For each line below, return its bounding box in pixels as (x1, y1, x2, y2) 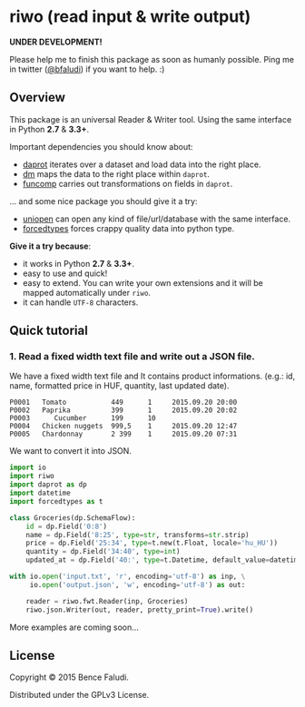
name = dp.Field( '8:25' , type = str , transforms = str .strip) (25, 530, 250, 539)
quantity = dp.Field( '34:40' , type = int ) (25, 547, 181, 556)
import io (9, 463, 47, 473)
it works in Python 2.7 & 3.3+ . (22, 258, 134, 269)
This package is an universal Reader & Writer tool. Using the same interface (9, 113, 292, 124)
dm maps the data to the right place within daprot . (22, 168, 211, 179)
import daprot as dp (9, 480, 88, 489)
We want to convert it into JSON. (9, 446, 132, 457)
